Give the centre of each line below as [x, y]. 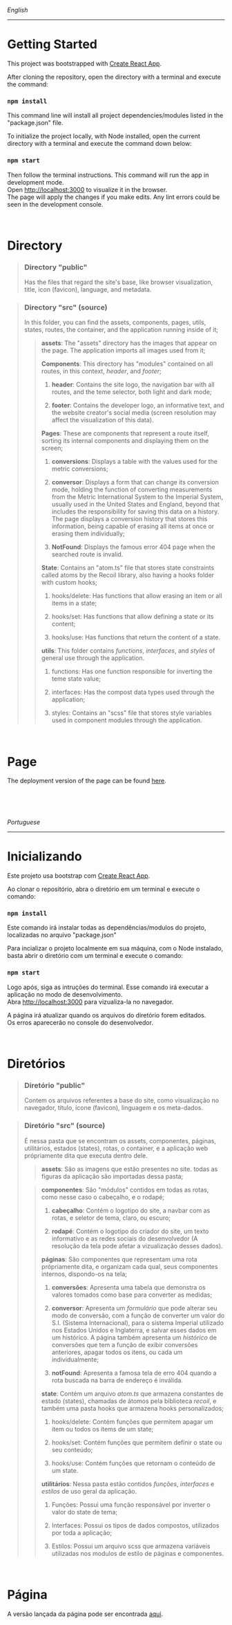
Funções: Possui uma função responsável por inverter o [131, 1504]
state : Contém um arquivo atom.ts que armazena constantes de [132, 1393]
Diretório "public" [55, 1085]
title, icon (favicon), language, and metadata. [88, 290]
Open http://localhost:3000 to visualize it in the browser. [87, 189]
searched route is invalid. [87, 554]
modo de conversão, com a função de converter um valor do [138, 1315]
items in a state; [74, 603]
